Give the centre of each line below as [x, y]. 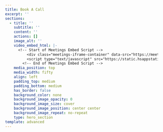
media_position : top [34, 68]
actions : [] [26, 37]
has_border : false [32, 90]
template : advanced [25, 122]
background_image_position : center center [57, 109]
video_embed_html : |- [35, 45]
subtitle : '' [27, 28]
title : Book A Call [25, 9]
